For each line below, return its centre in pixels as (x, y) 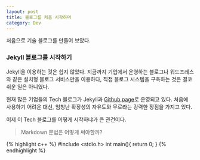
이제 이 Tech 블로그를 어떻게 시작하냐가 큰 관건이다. (66, 119)
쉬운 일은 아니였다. (28, 87)
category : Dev (24, 23)
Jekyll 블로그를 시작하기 (39, 57)
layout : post (22, 12)
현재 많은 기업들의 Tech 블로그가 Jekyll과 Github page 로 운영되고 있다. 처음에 (97, 99)
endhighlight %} (26, 150)
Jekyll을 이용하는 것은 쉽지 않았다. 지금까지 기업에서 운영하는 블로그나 (87, 72)
